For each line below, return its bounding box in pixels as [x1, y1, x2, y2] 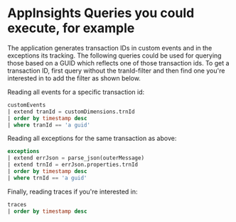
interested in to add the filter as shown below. [7, 73, 141, 83]
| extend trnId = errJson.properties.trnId [7, 162, 139, 169]
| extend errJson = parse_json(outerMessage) [7, 154, 144, 162]
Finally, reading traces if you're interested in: [7, 187, 138, 196]
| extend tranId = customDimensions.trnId [7, 108, 135, 115]
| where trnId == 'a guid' [7, 174, 87, 181]
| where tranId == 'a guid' [7, 121, 91, 129]
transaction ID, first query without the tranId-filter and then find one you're [7, 66, 225, 75]
